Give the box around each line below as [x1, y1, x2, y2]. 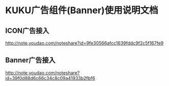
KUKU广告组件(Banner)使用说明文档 [5, 5, 159, 16]
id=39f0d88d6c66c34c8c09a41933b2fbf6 [5, 75, 95, 81]
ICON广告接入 [5, 26, 49, 35]
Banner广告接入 [5, 56, 56, 65]
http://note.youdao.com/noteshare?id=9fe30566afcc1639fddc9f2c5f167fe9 [5, 40, 164, 46]
